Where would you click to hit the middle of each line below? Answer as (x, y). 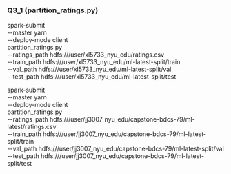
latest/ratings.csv (32, 127)
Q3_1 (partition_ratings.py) (53, 10)
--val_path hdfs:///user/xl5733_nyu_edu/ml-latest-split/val (89, 69)
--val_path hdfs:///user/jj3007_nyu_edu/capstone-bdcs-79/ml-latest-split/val (115, 149)
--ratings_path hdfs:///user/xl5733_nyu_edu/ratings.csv (86, 55)
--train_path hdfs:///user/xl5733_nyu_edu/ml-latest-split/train (94, 62)
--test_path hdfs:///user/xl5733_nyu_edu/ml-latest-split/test (92, 77)
